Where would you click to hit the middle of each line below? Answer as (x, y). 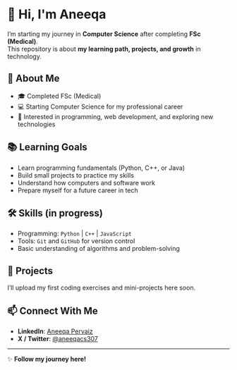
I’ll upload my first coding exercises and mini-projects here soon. (102, 288)
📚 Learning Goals (48, 147)
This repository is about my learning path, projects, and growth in (104, 49)
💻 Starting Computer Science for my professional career (100, 106)
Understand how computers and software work (86, 183)
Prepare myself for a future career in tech (78, 190)
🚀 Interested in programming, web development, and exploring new (115, 116)
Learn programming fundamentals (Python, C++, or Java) (101, 168)
